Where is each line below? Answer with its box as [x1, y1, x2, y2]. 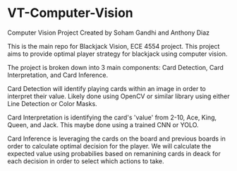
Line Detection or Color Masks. [7, 99, 97, 107]
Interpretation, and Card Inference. [7, 71, 108, 79]
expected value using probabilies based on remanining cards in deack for [7, 149, 221, 158]
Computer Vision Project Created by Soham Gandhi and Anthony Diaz [7, 28, 210, 37]
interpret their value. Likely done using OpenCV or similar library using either [7, 92, 230, 100]
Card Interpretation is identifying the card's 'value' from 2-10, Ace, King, [7, 113, 217, 122]
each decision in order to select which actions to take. [7, 157, 164, 165]
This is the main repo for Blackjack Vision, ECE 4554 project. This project [7, 42, 220, 50]
